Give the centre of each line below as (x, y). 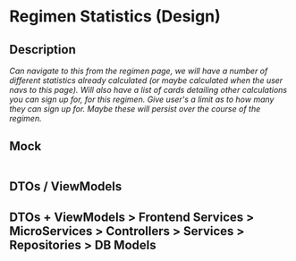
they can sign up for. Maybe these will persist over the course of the (135, 109)
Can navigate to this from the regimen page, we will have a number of (139, 71)
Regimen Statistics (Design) (115, 17)
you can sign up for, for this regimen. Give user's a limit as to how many (142, 99)
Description (42, 50)
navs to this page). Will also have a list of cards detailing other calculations (148, 90)
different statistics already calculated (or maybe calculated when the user (146, 80)
